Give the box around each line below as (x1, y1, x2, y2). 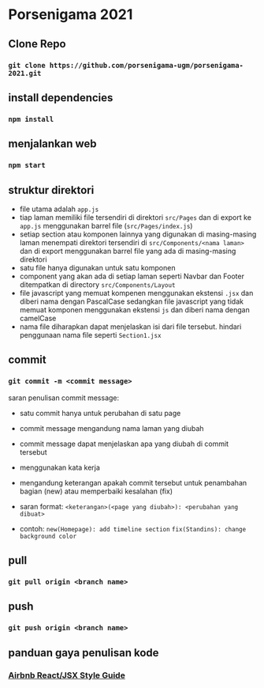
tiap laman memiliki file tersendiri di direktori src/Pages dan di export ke (19, 212, 252, 222)
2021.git (8, 69, 42, 77)
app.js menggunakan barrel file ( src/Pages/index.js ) (19, 221, 193, 230)
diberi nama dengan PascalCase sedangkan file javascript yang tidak (19, 297, 244, 306)
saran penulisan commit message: (8, 393, 120, 403)
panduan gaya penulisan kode (8, 646, 159, 660)
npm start (8, 161, 46, 170)
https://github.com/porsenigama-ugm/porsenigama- (49, 61, 244, 70)
